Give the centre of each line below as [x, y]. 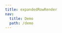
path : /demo [22, 23]
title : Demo [22, 18]
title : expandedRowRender [31, 9]
